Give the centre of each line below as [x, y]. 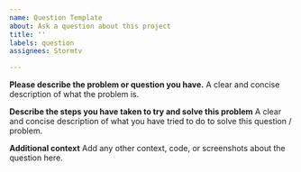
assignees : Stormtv [46, 51]
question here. [36, 158]
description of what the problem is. [74, 95]
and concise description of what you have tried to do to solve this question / [150, 122]
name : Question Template [56, 18]
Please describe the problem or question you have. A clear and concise [145, 85]
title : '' [28, 34]
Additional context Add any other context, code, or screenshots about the [147, 149]
